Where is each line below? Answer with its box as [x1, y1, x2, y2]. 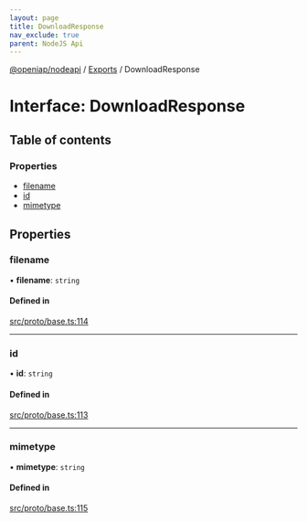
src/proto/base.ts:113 [9, 409, 89, 421]
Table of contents [9, 132, 111, 147]
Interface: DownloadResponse [9, 96, 246, 117]
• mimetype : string [9, 461, 85, 472]
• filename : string [9, 274, 80, 285]
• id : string [9, 368, 53, 379]
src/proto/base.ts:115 [9, 503, 89, 514]
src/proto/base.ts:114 [9, 316, 89, 327]
